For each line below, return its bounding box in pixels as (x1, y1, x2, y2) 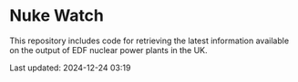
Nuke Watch (9, 5, 105, 26)
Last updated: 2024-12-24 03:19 (9, 62, 131, 73)
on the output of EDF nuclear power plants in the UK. (9, 44, 208, 55)
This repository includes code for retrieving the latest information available (9, 35, 290, 46)
